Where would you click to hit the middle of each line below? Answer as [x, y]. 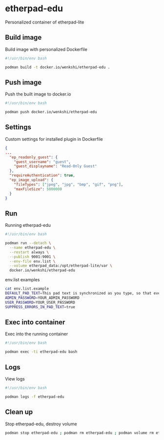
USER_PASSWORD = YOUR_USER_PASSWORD [40, 302]
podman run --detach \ [28, 243]
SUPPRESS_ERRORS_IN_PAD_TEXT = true [40, 307]
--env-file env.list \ [32, 261]
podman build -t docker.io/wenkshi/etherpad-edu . [58, 67]
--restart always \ [29, 252]
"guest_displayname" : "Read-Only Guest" [55, 166]
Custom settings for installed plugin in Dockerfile [54, 139]
